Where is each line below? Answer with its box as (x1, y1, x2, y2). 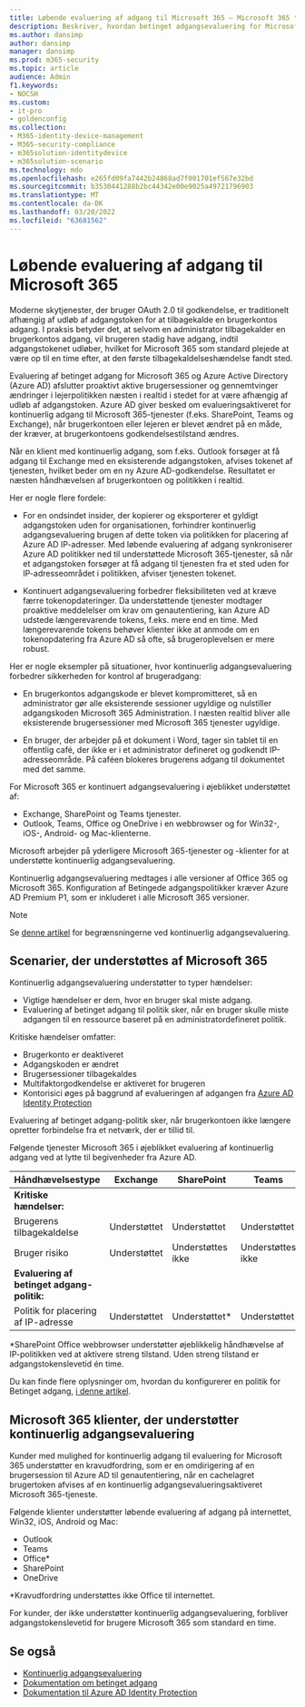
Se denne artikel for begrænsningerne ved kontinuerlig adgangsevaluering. (9, 927, 290, 938)
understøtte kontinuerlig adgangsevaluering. (9, 854, 175, 865)
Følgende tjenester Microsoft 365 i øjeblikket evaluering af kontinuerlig (9, 1142, 274, 1153)
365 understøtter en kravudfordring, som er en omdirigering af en (9, 1460, 255, 1471)
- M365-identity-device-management (9, 132, 144, 141)
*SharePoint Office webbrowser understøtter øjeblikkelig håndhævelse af (9, 1339, 284, 1350)
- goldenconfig (9, 114, 67, 123)
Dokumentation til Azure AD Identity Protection (22, 1687, 198, 1698)
